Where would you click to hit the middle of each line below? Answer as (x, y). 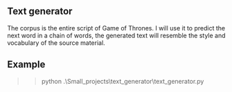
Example (26, 65)
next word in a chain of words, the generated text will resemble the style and (117, 35)
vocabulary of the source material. (56, 43)
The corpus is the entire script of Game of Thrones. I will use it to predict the (116, 28)
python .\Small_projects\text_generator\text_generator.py (123, 81)
